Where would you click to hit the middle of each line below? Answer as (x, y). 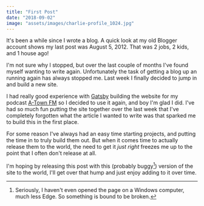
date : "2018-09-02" (31, 18)
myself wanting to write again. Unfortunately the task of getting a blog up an (102, 72)
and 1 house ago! (28, 53)
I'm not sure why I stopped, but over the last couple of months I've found (97, 65)
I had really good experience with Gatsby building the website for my (92, 96)
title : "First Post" (32, 12)
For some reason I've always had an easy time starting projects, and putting (101, 134)
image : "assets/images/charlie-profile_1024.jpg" (70, 23)
